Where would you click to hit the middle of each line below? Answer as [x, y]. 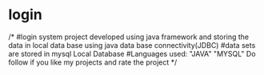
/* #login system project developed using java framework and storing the [129, 37]
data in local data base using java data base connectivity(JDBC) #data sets [132, 45]
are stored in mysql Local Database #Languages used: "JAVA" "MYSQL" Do [132, 53]
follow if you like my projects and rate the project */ [93, 62]
